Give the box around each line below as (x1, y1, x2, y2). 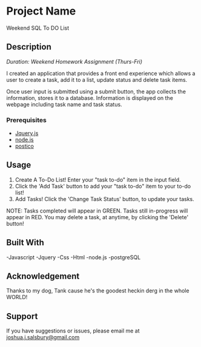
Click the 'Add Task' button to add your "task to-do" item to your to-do (15, 182, 191, 190)
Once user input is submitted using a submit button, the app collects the (6, 88, 186, 95)
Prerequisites (6, 116, 47, 124)
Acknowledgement (6, 271, 80, 282)
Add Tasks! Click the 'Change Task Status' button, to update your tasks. (15, 195, 195, 202)
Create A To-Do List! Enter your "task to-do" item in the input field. (15, 176, 181, 183)
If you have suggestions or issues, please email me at (6, 327, 140, 334)
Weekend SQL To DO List (6, 24, 70, 31)
